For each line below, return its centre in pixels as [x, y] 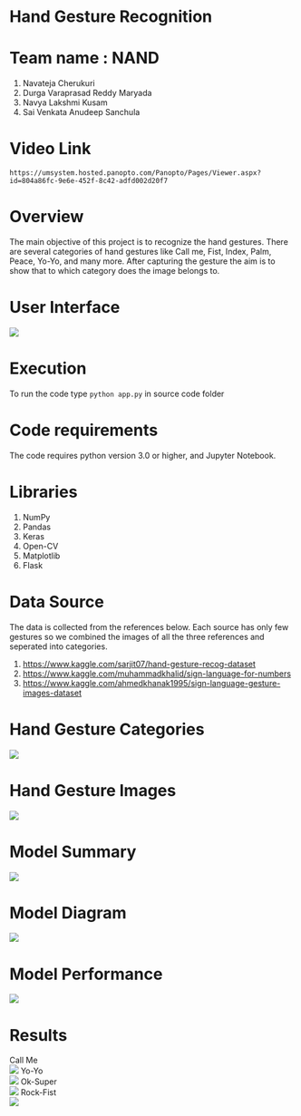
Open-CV [40, 546]
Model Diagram [68, 912]
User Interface [65, 308]
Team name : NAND [85, 58]
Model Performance [86, 974]
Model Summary [73, 852]
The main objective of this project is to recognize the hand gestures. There [149, 242]
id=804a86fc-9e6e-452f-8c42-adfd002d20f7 [89, 181]
